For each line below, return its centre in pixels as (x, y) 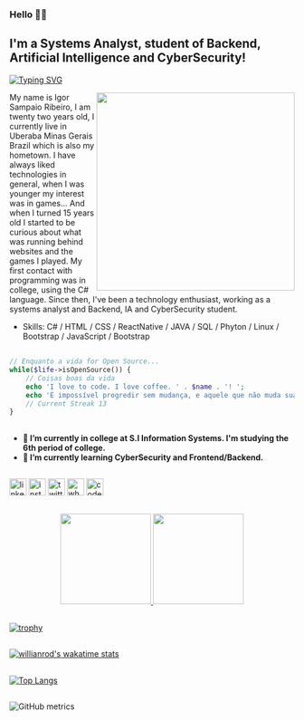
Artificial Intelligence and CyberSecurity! (128, 58)
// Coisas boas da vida (71, 378)
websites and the (42, 251)
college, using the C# (49, 290)
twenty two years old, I (52, 116)
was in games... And (47, 203)
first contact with (41, 270)
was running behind (47, 241)
